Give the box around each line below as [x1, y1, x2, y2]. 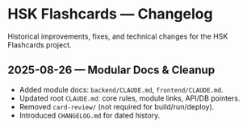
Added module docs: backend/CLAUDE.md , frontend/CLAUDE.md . [19, 85, 224, 94]
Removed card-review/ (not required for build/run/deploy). [19, 101, 215, 111]
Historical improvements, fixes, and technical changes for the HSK [7, 31, 228, 41]
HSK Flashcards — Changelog [7, 5, 213, 23]
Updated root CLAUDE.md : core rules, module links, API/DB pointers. [19, 93, 241, 103]
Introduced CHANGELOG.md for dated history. [19, 110, 161, 120]
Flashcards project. [7, 39, 72, 49]
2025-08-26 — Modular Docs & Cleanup [7, 64, 216, 77]
